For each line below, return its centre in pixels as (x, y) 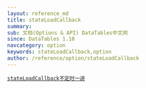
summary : (20, 26)
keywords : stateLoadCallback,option (59, 52)
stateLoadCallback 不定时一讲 (46, 78)
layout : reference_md (38, 13)
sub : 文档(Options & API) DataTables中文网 (68, 33)
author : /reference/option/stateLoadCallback (73, 58)
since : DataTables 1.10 (41, 39)
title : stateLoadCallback (44, 20)
